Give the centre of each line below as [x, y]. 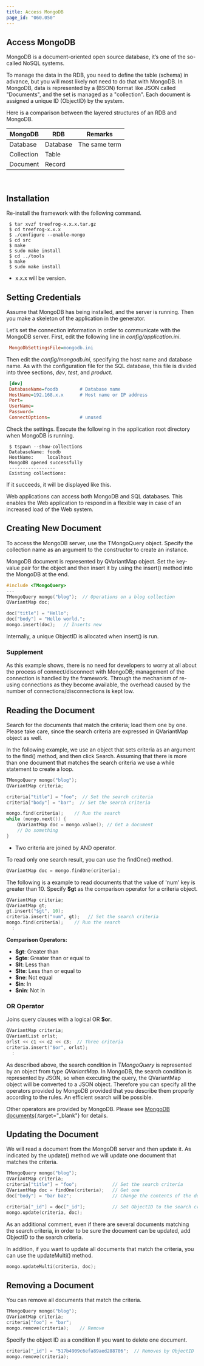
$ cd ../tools [27, 256]
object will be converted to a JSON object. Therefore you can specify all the [101, 1084]
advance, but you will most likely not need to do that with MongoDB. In [95, 82]
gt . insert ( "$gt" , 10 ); [35, 911]
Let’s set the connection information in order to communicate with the [93, 330]
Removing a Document [50, 1285]
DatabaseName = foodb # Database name [65, 389]
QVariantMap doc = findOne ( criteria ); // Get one [73, 1190]
